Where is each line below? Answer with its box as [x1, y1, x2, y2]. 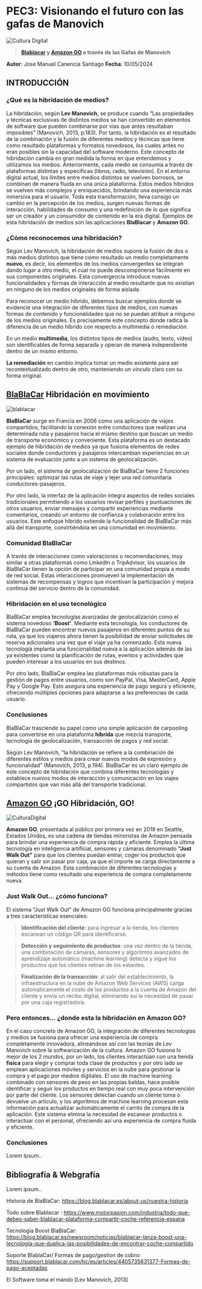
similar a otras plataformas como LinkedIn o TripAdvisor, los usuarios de [6, 559, 186, 566]
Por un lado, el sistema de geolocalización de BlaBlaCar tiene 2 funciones [6, 467, 189, 474]
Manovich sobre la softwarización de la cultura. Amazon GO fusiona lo [6, 1047, 181, 1054]
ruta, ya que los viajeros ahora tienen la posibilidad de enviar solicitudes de [6, 632, 193, 640]
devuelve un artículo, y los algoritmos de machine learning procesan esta [6, 1098, 189, 1105]
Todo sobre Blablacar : [6, 1209, 63, 1216]
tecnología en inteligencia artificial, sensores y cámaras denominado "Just [6, 845, 192, 853]
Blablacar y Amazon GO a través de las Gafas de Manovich [21, 48, 171, 55]
